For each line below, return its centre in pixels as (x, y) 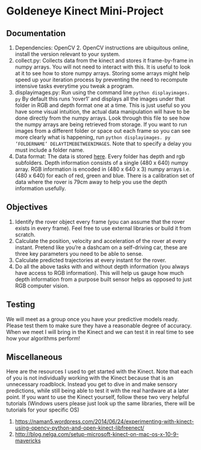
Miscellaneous (34, 357)
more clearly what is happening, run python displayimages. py (93, 137)
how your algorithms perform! (43, 338)
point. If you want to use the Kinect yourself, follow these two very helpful (98, 397)
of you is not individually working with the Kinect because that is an (90, 378)
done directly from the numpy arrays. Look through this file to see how (102, 118)
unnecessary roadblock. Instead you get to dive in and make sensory (92, 384)
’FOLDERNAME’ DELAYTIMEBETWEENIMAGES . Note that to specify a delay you (103, 143)
